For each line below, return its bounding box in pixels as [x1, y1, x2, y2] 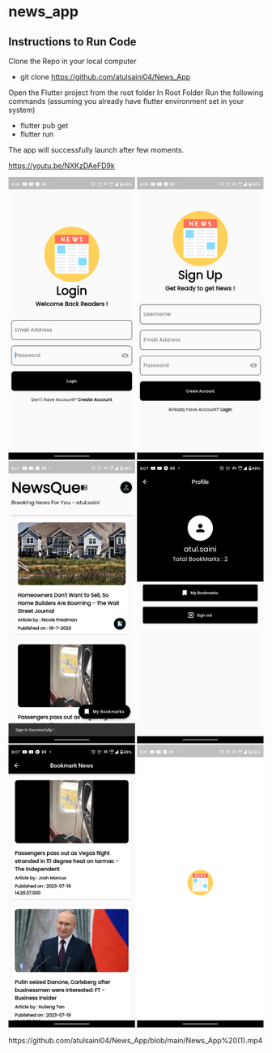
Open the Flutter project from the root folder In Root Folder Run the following [8, 88, 264, 97]
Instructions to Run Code [8, 35, 137, 49]
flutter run [19, 129, 54, 139]
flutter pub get [19, 121, 69, 130]
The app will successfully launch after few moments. [8, 145, 185, 154]
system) [8, 105, 36, 114]
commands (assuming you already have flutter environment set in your [8, 97, 244, 106]
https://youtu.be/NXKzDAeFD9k [8, 161, 115, 170]
